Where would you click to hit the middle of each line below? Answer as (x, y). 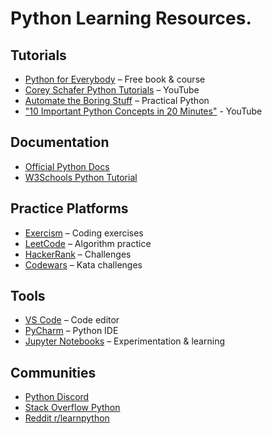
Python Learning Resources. (131, 18)
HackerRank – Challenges (78, 254)
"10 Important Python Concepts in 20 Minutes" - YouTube (143, 111)
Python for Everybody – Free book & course (115, 79)
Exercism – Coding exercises (84, 233)
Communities (53, 372)
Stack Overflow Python (72, 408)
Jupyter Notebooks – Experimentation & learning (124, 341)
